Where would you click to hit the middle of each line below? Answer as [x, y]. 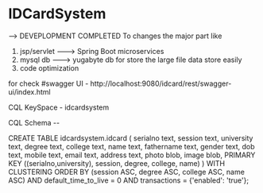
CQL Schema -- [34, 122]
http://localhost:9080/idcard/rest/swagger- [161, 83]
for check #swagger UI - [48, 83]
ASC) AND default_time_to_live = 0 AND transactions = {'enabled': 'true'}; [128, 180]
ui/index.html [29, 91]
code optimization [49, 68]
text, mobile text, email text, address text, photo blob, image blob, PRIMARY [132, 155]
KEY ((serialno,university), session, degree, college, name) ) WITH [116, 163]
